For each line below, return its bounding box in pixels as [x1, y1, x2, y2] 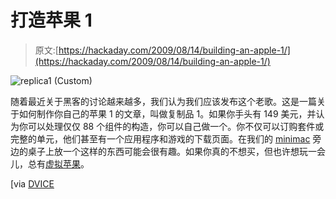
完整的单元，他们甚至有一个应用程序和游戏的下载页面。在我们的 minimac [10, 132, 311, 145]
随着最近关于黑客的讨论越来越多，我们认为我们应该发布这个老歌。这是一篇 [10, 95, 317, 107]
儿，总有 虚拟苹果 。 [10, 157, 90, 170]
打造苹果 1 [10, 9, 93, 32]
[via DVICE [10, 177, 55, 190]
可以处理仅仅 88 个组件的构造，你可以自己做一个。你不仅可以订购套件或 [27, 120, 325, 132]
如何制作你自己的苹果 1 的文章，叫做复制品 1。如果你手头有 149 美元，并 [18, 107, 317, 120]
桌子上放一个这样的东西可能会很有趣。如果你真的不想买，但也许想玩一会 [27, 145, 326, 157]
